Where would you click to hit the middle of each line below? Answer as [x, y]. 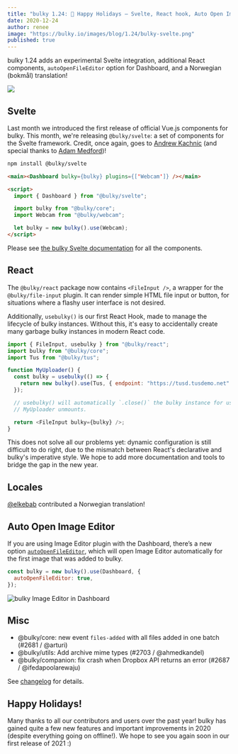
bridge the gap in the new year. [53, 465]
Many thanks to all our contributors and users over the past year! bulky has [117, 721]
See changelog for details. [46, 682]
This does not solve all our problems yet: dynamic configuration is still [109, 442]
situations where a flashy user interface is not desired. [86, 303]
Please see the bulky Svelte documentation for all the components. [105, 248]
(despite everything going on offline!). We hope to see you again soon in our [119, 736]
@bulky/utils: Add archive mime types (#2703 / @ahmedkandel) [111, 653]
